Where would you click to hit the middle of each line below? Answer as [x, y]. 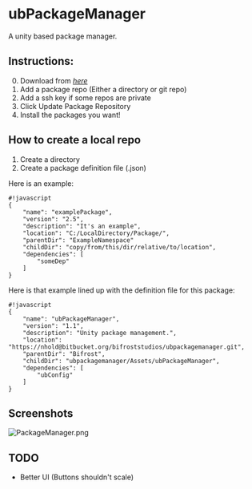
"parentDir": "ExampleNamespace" [78, 240]
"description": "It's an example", [82, 226]
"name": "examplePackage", [68, 212]
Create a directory [50, 159]
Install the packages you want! [70, 115]
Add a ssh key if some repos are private [86, 98]
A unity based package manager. [63, 36]
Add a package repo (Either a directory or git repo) [103, 89]
